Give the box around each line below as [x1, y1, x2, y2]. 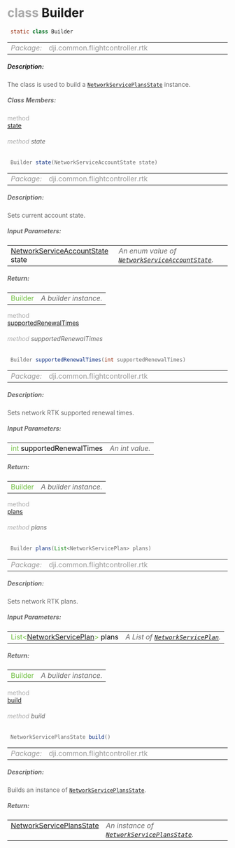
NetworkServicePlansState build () [10, 733, 111, 740]
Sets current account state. [7, 211, 86, 219]
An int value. [109, 443, 151, 453]
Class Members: [7, 96, 57, 104]
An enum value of [118, 246, 177, 256]
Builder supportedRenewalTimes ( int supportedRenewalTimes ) [10, 356, 187, 363]
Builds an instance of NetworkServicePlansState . [7, 786, 147, 794]
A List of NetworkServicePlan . [125, 632, 222, 641]
